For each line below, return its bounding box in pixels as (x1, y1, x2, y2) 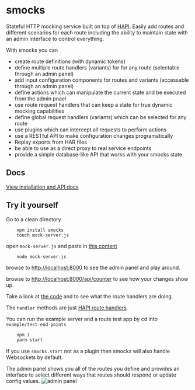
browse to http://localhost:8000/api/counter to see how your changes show (6, 275, 189, 282)
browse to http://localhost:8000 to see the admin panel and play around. (6, 264, 181, 271)
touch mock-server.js (16, 232, 69, 238)
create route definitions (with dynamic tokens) (14, 58, 126, 65)
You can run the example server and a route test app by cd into (6, 315, 158, 322)
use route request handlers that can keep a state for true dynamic (14, 101, 173, 108)
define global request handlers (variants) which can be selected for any (14, 113, 187, 120)
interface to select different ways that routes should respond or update (6, 371, 176, 378)
